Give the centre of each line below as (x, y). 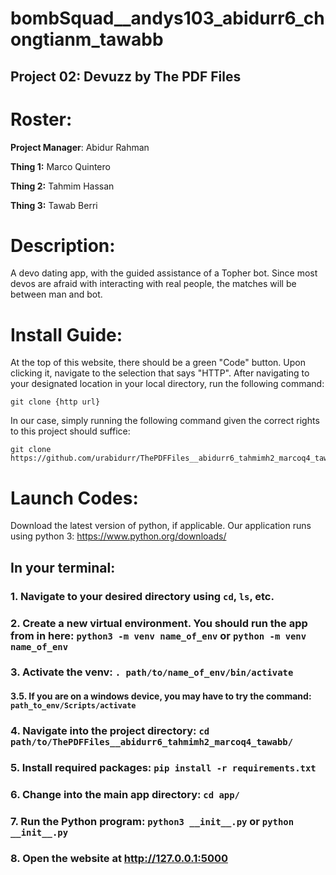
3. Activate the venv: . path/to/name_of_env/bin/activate (152, 672)
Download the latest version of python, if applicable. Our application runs (161, 526)
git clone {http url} (55, 402)
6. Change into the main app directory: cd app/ (125, 794)
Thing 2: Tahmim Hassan (62, 186)
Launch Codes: (74, 498)
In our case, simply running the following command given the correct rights (165, 421)
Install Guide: (66, 334)
